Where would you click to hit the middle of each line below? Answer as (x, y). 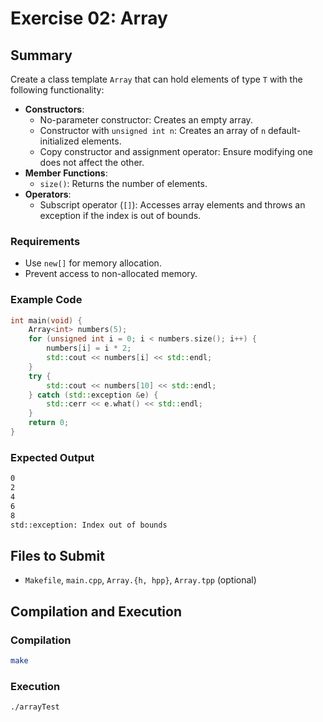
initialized (59, 141)
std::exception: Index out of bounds (89, 525)
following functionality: (57, 90)
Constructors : (54, 109)
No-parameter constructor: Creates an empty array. (146, 120)
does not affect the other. (92, 162)
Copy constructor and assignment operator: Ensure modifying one (176, 151)
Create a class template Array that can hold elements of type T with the (156, 79)
